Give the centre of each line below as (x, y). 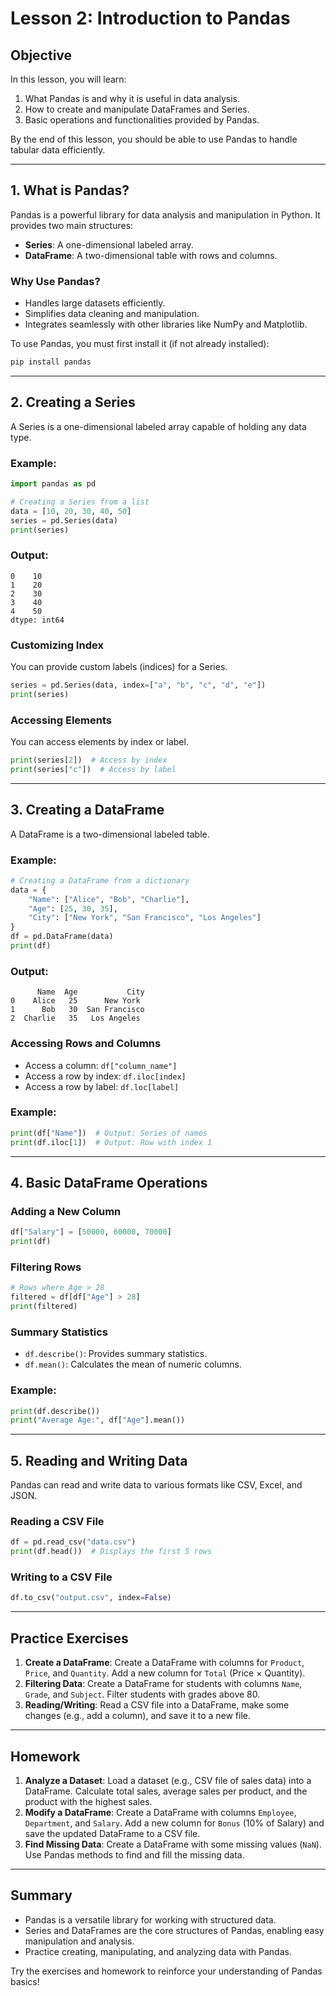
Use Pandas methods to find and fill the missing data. (134, 1854)
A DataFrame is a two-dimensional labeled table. (110, 834)
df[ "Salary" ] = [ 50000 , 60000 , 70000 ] (91, 1232)
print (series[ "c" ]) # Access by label (93, 769)
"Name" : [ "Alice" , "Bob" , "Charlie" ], (109, 899)
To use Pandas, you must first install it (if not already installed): (140, 344)
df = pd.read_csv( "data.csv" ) (73, 1542)
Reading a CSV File (57, 1522)
